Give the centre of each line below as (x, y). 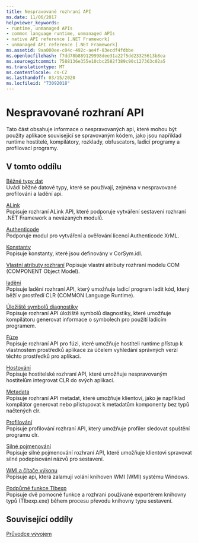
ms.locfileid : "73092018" (38, 84)
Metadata (18, 392)
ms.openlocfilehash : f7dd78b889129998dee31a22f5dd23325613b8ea (86, 56)
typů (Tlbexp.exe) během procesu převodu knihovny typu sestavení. (90, 501)
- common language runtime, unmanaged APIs (61, 34)
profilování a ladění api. (35, 193)
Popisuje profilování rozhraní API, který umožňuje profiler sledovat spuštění (98, 428)
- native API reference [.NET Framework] (58, 39)
